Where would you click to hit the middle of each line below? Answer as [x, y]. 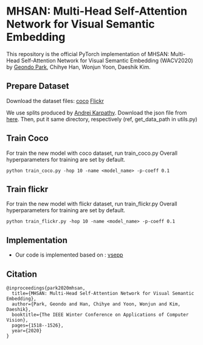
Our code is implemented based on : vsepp [69, 255]
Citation [22, 274]
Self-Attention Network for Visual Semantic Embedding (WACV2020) [107, 60]
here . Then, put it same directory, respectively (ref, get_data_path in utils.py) [102, 119]
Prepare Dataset [38, 86]
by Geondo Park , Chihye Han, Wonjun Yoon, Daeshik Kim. [78, 67]
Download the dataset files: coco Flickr [55, 101]
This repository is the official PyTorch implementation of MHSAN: [88, 54]
